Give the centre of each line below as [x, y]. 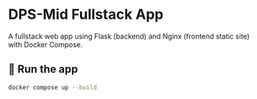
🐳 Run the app [43, 70]
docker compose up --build [53, 87]
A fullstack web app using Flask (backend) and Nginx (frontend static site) [129, 36]
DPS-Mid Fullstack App [86, 15]
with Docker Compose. [45, 44]
